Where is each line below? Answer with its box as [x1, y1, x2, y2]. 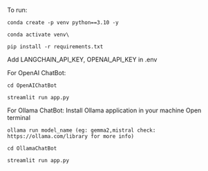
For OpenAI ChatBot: [7, 69, 66, 77]
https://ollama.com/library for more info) [7, 133, 135, 140]
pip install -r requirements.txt [7, 43, 104, 50]
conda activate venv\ [7, 31, 70, 38]
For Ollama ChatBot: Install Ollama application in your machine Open [7, 106, 202, 114]
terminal [7, 114, 31, 121]
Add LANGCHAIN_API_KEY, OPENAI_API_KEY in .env [7, 55, 158, 63]
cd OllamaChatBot [7, 145, 57, 152]
